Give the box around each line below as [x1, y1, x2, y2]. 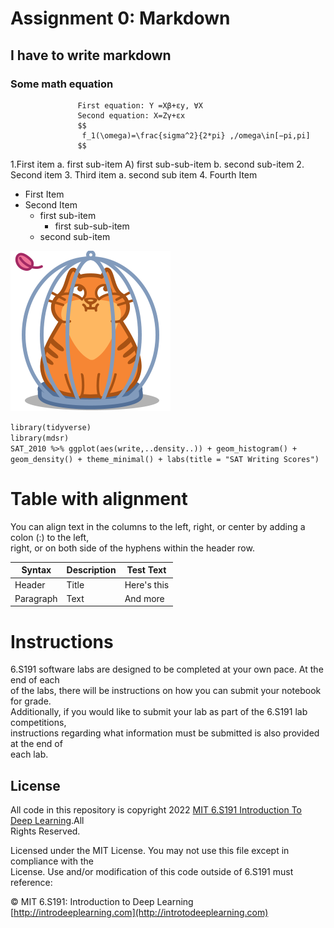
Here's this [124, 578, 170, 591]
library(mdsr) [10, 433, 70, 443]
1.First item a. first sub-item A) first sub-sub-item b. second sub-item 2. [10, 158, 305, 170]
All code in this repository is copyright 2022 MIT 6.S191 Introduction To [10, 804, 302, 816]
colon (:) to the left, [10, 531, 90, 543]
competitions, [10, 717, 67, 729]
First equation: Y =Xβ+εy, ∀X [77, 100, 203, 111]
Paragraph [14, 592, 58, 604]
